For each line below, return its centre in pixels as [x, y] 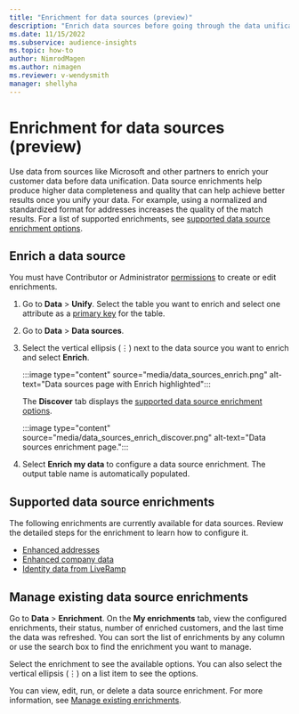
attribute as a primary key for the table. [93, 313]
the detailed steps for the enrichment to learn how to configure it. [129, 533]
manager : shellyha [43, 84]
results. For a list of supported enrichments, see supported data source [140, 218]
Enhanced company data [68, 560]
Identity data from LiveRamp [74, 569]
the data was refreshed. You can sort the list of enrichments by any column [147, 637]
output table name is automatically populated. [106, 474]
